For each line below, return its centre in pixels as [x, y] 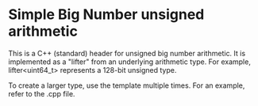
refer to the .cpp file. [42, 93]
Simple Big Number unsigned [106, 15]
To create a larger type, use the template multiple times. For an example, [127, 85]
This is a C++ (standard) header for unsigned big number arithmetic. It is [127, 53]
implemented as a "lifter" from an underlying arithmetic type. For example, [130, 62]
